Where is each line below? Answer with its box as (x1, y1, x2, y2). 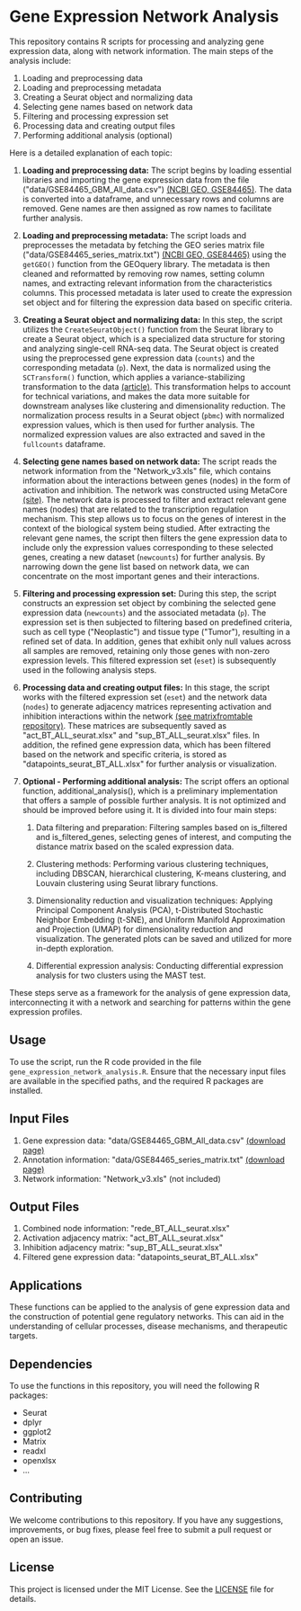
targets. (9, 1330, 39, 1341)
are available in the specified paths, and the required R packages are (9, 1075, 264, 1086)
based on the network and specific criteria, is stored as (22, 748, 227, 759)
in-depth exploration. (35, 943, 114, 953)
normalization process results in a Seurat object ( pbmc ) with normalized (22, 409, 285, 420)
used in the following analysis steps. (22, 664, 157, 676)
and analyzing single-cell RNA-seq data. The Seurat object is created (22, 343, 279, 354)
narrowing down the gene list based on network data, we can (22, 560, 250, 572)
